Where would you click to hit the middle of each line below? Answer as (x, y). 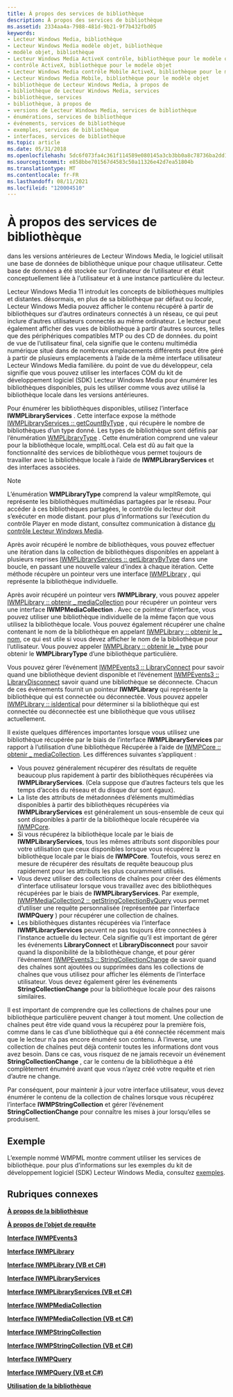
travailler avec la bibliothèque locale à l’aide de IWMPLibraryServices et (111, 460)
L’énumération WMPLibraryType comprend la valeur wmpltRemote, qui (109, 494)
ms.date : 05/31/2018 (37, 149)
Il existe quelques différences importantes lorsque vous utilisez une (103, 732)
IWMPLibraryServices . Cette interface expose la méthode (92, 416)
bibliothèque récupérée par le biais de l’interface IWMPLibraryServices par (115, 740)
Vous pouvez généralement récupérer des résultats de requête (107, 768)
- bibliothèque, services (44, 98)
